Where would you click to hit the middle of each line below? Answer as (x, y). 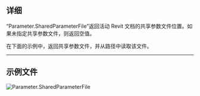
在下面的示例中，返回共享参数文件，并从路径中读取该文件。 (79, 46)
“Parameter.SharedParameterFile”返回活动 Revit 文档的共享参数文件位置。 (97, 26)
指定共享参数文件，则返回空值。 (56, 33)
